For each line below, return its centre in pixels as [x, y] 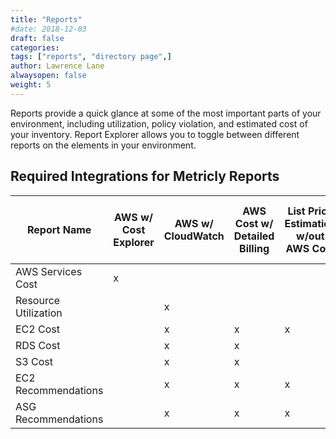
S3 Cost [34, 361]
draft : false [37, 38]
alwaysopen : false [48, 76]
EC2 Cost [37, 329]
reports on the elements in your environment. [103, 145]
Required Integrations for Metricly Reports [145, 176]
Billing [254, 248]
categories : [35, 47]
